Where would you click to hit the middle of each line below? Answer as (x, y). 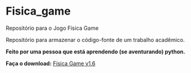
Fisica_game (38, 11)
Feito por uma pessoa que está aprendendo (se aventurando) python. (95, 51)
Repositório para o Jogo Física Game (52, 28)
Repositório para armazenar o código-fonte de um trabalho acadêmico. (95, 40)
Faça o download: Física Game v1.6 (51, 63)
